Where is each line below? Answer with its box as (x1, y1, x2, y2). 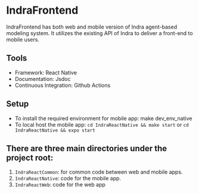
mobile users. (6, 36, 40, 43)
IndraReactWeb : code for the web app (14, 181, 106, 188)
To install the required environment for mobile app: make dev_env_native (14, 114, 192, 122)
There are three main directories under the (6, 143, 167, 154)
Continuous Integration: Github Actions (14, 82, 111, 89)
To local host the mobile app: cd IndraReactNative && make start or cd (14, 121, 189, 128)
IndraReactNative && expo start (14, 127, 95, 133)
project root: (6, 152, 54, 162)
